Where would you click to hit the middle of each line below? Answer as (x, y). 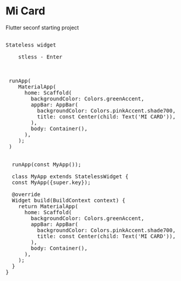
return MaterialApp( (48, 206)
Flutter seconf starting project (42, 28)
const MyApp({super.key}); (51, 182)
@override (26, 194)
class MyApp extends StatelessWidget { (70, 176)
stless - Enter (40, 57)
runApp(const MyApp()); (47, 164)
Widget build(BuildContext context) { (69, 200)
